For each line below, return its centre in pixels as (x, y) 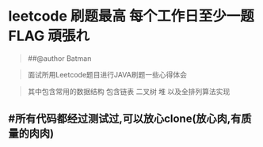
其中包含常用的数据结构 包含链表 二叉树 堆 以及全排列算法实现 (129, 91)
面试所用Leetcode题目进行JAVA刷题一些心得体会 (107, 74)
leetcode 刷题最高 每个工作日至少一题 (131, 16)
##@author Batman (59, 58)
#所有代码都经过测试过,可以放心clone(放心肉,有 (125, 119)
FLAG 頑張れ (49, 36)
